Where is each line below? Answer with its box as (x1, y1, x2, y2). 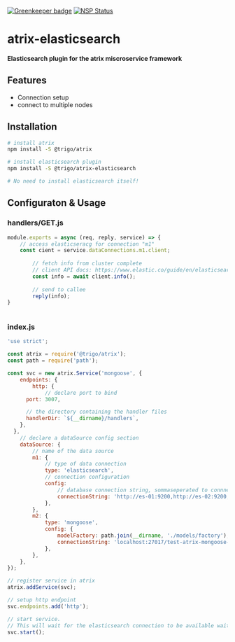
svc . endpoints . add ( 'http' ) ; (7, 603, 90, 610)
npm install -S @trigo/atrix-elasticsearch (7, 165, 136, 172)
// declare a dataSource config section (20, 434, 139, 441)
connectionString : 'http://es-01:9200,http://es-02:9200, (57, 493, 230, 500)
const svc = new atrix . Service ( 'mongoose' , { (7, 370, 142, 377)
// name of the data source (32, 447, 114, 454)
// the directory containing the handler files (25, 408, 168, 416)
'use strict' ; (7, 338, 49, 345)
